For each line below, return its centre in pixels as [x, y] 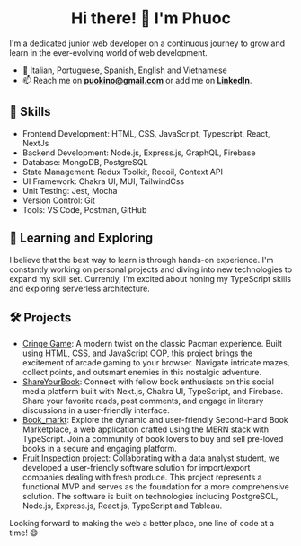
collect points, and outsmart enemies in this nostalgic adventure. [142, 373]
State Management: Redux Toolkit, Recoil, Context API [122, 172]
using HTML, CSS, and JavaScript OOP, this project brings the [137, 353]
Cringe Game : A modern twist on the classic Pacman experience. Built [152, 344]
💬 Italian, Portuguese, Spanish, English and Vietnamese [124, 70]
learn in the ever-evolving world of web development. [109, 52]
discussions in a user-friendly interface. [96, 410]
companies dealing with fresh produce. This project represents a [142, 477]
